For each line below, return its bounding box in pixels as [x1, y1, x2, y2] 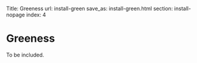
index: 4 [26, 11, 46, 18]
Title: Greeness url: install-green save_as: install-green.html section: [6, 5, 173, 12]
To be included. [6, 51, 45, 58]
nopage [6, 11, 25, 18]
